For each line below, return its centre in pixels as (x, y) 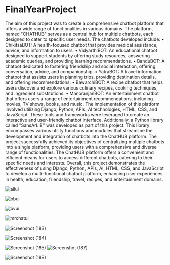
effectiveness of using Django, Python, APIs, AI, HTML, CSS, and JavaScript (85, 168)
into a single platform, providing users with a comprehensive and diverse (81, 147)
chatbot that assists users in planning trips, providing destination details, (81, 77)
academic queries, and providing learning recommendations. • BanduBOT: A (85, 61)
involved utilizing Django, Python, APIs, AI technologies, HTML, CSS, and (81, 109)
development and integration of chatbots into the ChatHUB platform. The (81, 136)
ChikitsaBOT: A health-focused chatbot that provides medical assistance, (81, 45)
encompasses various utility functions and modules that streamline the (79, 130)
